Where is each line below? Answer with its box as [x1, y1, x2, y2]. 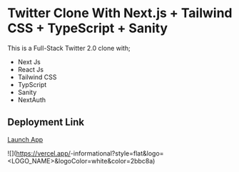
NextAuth [17, 95, 46, 104]
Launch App [7, 135, 44, 143]
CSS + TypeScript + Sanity [7, 20, 168, 36]
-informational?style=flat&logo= [70, 148, 164, 158]
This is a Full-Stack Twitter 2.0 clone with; [7, 44, 131, 52]
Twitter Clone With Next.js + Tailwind [7, 5, 233, 21]
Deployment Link [7, 116, 84, 128]
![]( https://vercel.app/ [7, 148, 71, 158]
